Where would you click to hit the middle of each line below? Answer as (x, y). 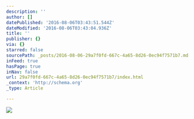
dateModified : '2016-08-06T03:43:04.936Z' (59, 28)
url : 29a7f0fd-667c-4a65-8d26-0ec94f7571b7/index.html (75, 77)
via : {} (16, 45)
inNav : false (22, 72)
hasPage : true (24, 66)
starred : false (25, 50)
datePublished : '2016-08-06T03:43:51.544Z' (60, 22)
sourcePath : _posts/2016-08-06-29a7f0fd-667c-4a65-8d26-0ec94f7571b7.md (97, 55)
